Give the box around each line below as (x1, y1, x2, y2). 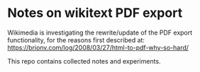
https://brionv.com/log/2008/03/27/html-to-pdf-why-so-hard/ (7, 43, 189, 52)
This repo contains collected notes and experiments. (7, 56, 161, 65)
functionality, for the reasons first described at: (7, 35, 145, 44)
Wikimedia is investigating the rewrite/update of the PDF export (7, 28, 193, 37)
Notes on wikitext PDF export (7, 5, 183, 21)
